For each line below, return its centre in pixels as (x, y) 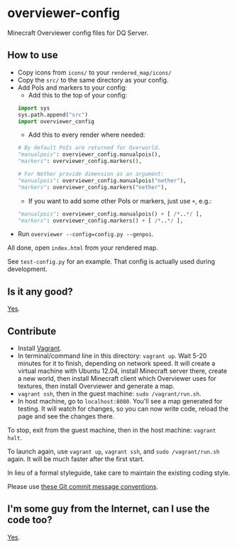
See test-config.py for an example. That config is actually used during (111, 262)
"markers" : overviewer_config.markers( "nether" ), (93, 187)
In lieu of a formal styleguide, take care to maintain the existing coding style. (119, 473)
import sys (34, 108)
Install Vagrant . (39, 348)
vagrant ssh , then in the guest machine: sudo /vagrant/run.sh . (109, 394)
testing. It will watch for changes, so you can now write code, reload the (123, 409)
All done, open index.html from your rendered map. (83, 248)
